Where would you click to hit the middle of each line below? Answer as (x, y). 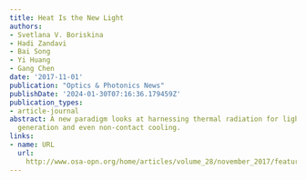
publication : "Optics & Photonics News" (87, 85)
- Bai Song (30, 52)
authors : (26, 26)
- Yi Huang (30, 60)
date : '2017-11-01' (46, 77)
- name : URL (32, 145)
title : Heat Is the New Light (67, 18)
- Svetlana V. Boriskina (56, 35)
